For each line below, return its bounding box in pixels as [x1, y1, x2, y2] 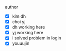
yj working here [12, 30, 44, 36]
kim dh [12, 13, 26, 19]
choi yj [12, 19, 26, 25]
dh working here [12, 24, 45, 30]
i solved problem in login [12, 35, 62, 41]
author [5, 4, 18, 10]
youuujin [12, 40, 30, 46]
